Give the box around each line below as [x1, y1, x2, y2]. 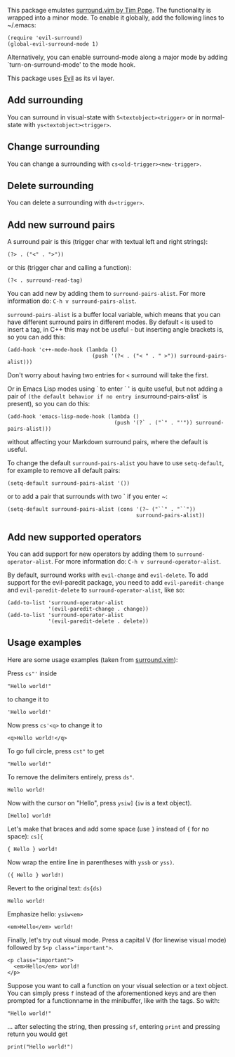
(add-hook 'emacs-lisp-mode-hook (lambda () [7, 413, 140, 420]
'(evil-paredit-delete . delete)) [48, 618, 149, 625]
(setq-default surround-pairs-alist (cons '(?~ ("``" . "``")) [7, 506, 196, 513]
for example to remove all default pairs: [7, 467, 121, 475]
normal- [201, 112, 225, 122]
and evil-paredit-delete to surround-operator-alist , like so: [7, 586, 185, 595]
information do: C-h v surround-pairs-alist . [7, 297, 137, 305]
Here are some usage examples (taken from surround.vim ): [7, 655, 178, 663]
